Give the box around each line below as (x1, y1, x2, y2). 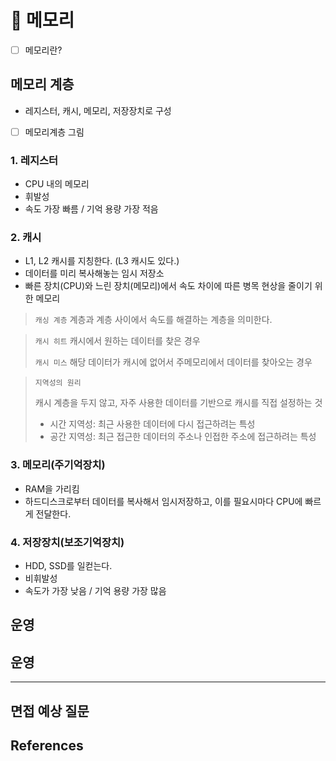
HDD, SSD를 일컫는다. (24, 560, 113, 572)
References (10, 737, 84, 755)
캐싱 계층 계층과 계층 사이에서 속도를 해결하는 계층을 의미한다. (34, 314, 273, 326)
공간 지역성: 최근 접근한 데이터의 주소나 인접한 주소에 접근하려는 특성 (49, 431, 317, 443)
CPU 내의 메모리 (24, 178, 90, 190)
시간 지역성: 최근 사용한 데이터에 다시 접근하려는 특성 (49, 418, 256, 430)
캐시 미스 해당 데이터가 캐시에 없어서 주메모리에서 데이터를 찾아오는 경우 (34, 356, 313, 368)
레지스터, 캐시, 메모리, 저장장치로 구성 (24, 104, 172, 116)
